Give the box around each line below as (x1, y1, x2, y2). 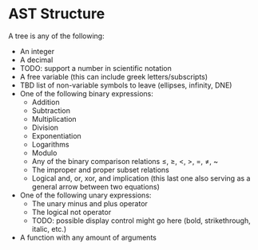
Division (31, 123, 58, 132)
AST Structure (8, 5, 105, 23)
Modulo (31, 148, 58, 158)
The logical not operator (31, 207, 112, 217)
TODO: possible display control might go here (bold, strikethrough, (31, 216, 251, 225)
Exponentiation (31, 131, 81, 140)
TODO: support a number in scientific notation (19, 63, 172, 72)
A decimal (19, 55, 54, 64)
